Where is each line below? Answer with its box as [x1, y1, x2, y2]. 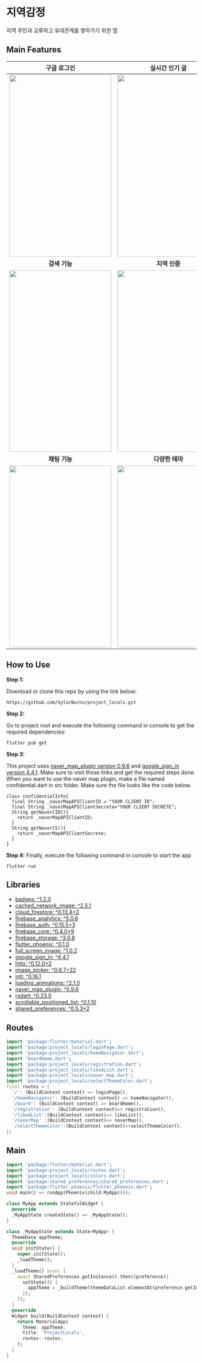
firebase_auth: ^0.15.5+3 [14, 921, 76, 929]
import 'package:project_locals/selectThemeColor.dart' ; [6, 1078, 153, 1084]
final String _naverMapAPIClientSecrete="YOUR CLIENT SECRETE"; [11, 804, 177, 810]
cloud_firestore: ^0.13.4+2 [14, 909, 80, 916]
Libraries [6, 879, 40, 890]
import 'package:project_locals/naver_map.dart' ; [6, 1073, 134, 1079]
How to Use [6, 660, 51, 670]
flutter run [6, 863, 36, 869]
